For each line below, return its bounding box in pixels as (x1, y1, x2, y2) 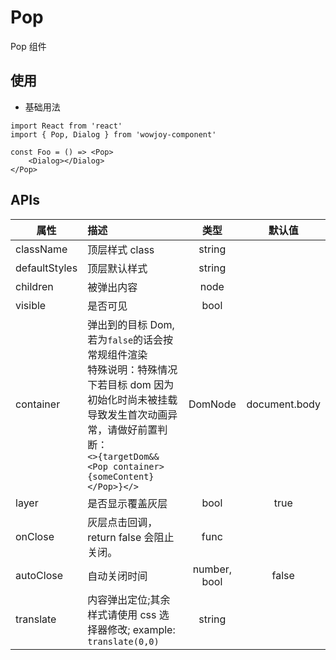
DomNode (188, 397, 237, 411)
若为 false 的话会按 (87, 332, 174, 346)
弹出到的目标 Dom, (87, 317, 175, 331)
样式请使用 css (87, 607, 157, 621)
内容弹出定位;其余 (87, 592, 171, 606)
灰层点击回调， (87, 515, 158, 529)
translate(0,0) (87, 636, 160, 647)
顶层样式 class (87, 242, 155, 256)
